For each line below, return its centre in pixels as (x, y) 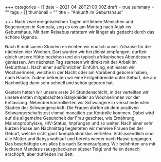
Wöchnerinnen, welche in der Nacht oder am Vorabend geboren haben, (77, 72)
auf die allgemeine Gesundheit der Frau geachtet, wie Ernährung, (71, 118)
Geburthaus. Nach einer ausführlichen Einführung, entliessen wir (70, 67)
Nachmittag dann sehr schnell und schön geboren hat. (60, 83)
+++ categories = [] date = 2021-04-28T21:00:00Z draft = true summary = (80, 7)
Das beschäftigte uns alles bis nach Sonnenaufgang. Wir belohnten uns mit (80, 144)
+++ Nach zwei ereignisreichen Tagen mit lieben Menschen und (69, 22)
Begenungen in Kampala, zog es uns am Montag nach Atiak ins (68, 27)
